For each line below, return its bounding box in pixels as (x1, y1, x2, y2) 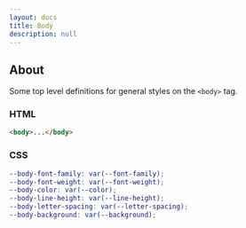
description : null (9, 29, 77, 38)
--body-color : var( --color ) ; (9, 185, 117, 195)
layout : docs (9, 12, 58, 22)
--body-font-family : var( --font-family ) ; (9, 169, 165, 178)
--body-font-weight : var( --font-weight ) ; (9, 177, 165, 186)
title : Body (9, 21, 53, 30)
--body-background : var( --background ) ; (9, 210, 157, 220)
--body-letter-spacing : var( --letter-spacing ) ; (9, 202, 189, 211)
